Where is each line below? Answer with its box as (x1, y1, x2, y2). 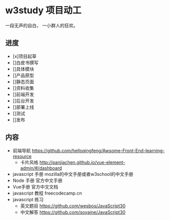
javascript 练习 (12, 196, 44, 202)
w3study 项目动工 (5, 5, 81, 16)
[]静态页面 (12, 78, 35, 84)
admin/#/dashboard (20, 165, 62, 171)
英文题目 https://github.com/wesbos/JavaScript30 (20, 203, 126, 209)
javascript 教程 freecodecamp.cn (12, 190, 82, 196)
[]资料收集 (12, 85, 35, 91)
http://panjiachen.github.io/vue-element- (39, 159, 126, 165)
